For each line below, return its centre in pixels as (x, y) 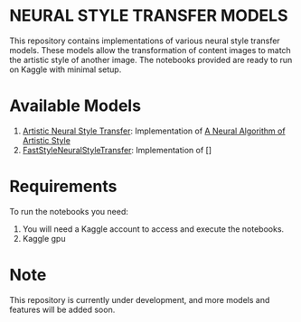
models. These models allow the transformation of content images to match (150, 50)
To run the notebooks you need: (69, 211)
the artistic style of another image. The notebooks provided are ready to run (151, 60)
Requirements (63, 187)
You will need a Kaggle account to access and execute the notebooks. (153, 229)
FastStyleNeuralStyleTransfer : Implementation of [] (117, 150)
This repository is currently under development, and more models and (140, 299)
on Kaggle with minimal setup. (66, 69)
